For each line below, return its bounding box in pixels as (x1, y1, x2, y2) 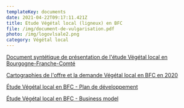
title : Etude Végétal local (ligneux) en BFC (6, 20, 122, 26)
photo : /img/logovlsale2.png (6, 31, 80, 37)
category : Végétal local (6, 37, 69, 43)
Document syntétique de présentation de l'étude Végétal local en (6, 54, 168, 60)
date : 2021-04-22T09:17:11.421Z (6, 14, 87, 21)
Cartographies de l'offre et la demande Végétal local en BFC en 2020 (6, 72, 178, 78)
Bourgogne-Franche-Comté (6, 60, 75, 67)
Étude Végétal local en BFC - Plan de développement (6, 83, 138, 91)
